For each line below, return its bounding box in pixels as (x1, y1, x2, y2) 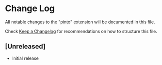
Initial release (12, 55, 39, 61)
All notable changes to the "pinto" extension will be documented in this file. (5, 19, 155, 25)
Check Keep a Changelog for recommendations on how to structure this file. (5, 28, 158, 34)
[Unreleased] (5, 42, 46, 51)
